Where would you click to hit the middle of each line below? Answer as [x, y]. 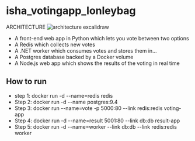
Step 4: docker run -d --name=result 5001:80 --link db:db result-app [97, 121]
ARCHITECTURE [26, 27]
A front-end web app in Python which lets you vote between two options [102, 38]
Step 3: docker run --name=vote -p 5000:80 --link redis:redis [88, 108]
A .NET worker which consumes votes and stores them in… [86, 50]
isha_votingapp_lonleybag [71, 11]
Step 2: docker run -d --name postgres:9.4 [66, 102]
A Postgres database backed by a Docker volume [74, 57]
